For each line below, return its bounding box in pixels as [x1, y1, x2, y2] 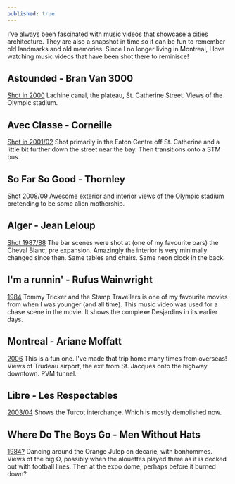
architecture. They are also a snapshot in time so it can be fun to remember [7, 37, 226, 46]
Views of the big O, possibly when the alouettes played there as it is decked [7, 455, 227, 464]
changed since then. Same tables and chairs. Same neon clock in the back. [7, 253, 225, 261]
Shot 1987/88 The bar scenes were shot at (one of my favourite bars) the [7, 238, 220, 247]
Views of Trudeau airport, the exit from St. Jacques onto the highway [7, 361, 208, 370]
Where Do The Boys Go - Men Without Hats [7, 428, 201, 440]
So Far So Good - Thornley [7, 173, 125, 185]
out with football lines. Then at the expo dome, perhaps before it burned [7, 462, 217, 471]
